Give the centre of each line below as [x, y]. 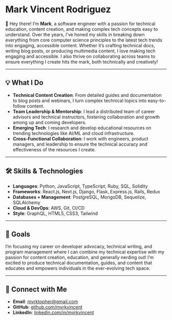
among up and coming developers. [49, 122]
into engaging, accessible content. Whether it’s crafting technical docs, [80, 45]
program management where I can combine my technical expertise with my [85, 252]
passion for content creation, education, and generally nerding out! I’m [80, 257]
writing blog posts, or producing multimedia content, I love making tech [80, 51]
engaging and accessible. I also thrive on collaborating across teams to [80, 56]
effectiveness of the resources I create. [54, 149]
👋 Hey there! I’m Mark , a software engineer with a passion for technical [80, 24]
